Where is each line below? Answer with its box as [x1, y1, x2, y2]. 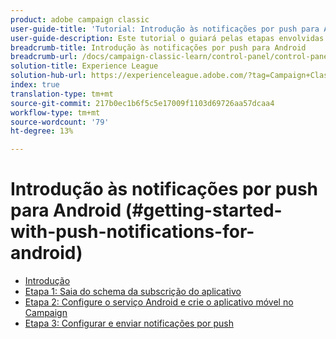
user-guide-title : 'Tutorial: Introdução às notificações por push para [10, 24, 320, 34]
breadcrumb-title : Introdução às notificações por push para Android [10, 42, 307, 53]
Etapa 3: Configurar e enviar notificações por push [24, 317, 234, 330]
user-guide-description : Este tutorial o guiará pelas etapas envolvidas [10, 33, 325, 43]
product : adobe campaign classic [10, 14, 150, 25]
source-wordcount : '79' [10, 117, 110, 127]
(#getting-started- [124, 199, 283, 222]
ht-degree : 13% [10, 126, 74, 136]
